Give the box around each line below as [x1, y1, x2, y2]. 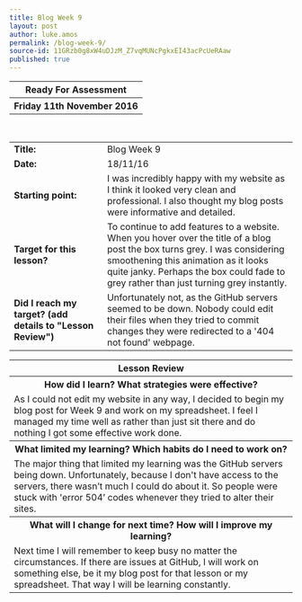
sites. [13, 502, 37, 515]
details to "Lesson [13, 320, 94, 332]
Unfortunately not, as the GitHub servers [107, 291, 279, 304]
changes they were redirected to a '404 [107, 325, 275, 337]
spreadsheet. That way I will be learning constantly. [13, 579, 231, 590]
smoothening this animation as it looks [107, 254, 270, 266]
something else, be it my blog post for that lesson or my [13, 567, 249, 580]
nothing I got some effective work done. [13, 427, 182, 438]
